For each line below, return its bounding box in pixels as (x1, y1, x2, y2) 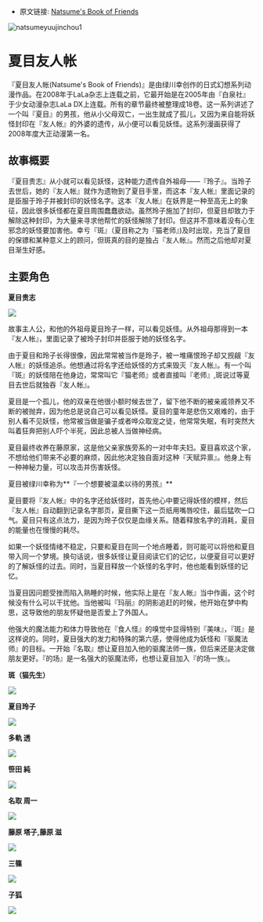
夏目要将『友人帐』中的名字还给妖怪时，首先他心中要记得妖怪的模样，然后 (8, 495, 248, 505)
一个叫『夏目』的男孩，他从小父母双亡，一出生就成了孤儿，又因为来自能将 (8, 109, 248, 118)
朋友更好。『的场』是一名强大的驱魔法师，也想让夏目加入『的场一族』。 (8, 654, 235, 663)
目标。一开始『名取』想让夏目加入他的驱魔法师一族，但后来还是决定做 (28, 643, 255, 653)
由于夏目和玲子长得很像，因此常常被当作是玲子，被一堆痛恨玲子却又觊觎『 (8, 350, 248, 359)
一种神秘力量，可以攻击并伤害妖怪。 (8, 462, 125, 472)
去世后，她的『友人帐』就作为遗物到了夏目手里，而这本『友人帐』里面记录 (8, 186, 248, 195)
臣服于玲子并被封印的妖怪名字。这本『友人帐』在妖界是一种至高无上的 (14, 195, 241, 206)
